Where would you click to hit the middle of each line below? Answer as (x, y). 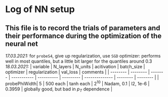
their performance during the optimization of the (83, 36)
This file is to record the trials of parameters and (83, 28)
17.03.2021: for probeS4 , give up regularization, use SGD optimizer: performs (83, 56)
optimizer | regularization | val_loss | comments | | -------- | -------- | (78, 72)
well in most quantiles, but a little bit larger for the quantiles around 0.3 (79, 61)
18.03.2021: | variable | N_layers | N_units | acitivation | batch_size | (75, 66)
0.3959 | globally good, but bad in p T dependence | (59, 89)
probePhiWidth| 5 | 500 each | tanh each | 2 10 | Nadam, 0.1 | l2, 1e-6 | (77, 83)
